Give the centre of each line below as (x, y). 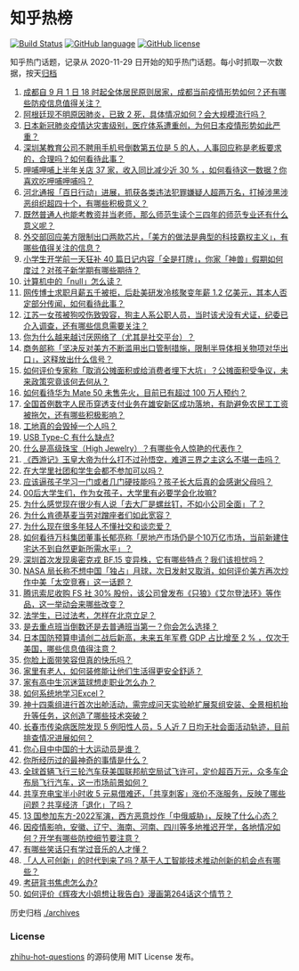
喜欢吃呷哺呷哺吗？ (58, 181)
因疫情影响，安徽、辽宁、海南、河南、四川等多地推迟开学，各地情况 (148, 827)
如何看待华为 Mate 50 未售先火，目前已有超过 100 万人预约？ (135, 392)
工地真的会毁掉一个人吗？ (70, 426)
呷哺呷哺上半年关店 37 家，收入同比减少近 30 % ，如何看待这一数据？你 (155, 169)
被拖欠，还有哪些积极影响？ (74, 414)
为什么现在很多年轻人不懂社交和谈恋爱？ (97, 526)
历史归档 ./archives (45, 912)
